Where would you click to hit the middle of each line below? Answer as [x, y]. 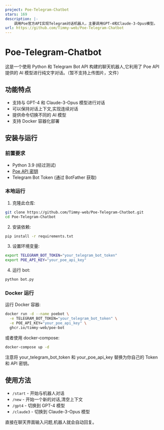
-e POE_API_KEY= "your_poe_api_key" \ [48, 323]
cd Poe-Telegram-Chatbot [30, 217]
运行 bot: [21, 270]
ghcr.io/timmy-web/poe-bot [37, 328]
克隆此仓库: [24, 203]
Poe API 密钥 [25, 171]
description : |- [22, 19]
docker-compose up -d [27, 347]
